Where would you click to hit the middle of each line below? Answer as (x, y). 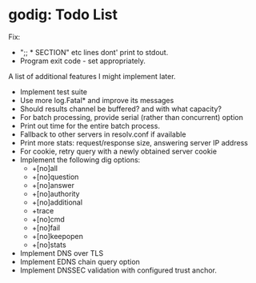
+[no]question (55, 177)
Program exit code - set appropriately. (83, 61)
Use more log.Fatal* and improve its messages (97, 100)
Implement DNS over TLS (62, 253)
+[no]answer (53, 185)
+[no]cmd (48, 219)
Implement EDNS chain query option (80, 261)
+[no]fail (46, 227)
